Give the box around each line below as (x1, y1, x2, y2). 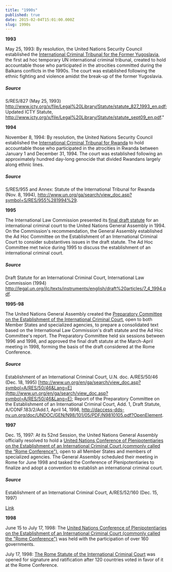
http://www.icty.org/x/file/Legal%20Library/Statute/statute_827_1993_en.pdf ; (5, 103, 167, 109)
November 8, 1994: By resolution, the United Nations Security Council (5, 134, 153, 140)
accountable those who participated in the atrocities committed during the (5, 62, 163, 68)
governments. (5, 541, 35, 547)
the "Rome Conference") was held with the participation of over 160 (5, 536, 149, 542)
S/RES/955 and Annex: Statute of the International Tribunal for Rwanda (5, 186, 155, 193)
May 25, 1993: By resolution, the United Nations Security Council (5, 46, 142, 52)
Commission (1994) (5, 280, 47, 286)
